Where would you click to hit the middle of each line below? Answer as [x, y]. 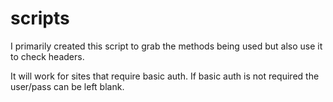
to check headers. [47, 56]
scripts [40, 18]
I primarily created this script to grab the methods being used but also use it [166, 46]
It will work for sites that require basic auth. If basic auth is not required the [165, 76]
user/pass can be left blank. [67, 86]
